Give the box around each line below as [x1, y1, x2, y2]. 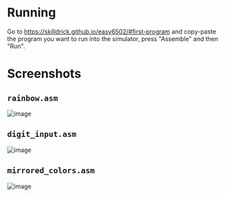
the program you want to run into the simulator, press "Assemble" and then [7, 34, 218, 42]
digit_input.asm [7, 129, 77, 140]
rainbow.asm [7, 93, 58, 103]
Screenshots [7, 66, 82, 81]
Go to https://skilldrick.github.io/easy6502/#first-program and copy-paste [7, 27, 217, 36]
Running [7, 5, 56, 21]
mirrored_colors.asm [7, 166, 95, 176]
